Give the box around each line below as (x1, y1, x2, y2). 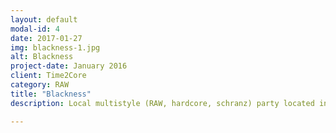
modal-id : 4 (10, 24, 60, 34)
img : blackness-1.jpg (10, 42, 101, 53)
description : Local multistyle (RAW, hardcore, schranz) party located (10, 98, 315, 108)
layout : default (10, 14, 78, 25)
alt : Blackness (10, 52, 74, 62)
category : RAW (10, 80, 70, 90)
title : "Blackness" (10, 89, 92, 99)
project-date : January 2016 (10, 61, 128, 71)
